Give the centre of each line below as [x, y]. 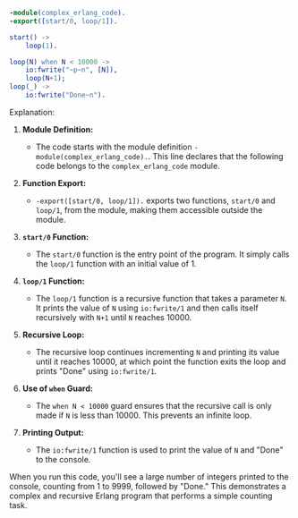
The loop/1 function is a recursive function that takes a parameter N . [161, 298]
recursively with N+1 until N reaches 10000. [114, 317]
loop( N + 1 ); [46, 79]
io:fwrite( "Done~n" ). [65, 95]
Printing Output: [53, 432]
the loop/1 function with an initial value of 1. [116, 263]
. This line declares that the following [216, 156]
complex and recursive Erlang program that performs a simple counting [141, 496]
